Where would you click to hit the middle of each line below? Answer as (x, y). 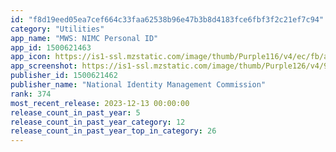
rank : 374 (31, 94)
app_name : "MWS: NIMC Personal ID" (84, 38)
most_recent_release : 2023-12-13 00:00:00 (100, 103)
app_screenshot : (44, 66)
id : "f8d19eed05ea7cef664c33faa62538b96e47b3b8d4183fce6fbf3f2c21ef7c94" (167, 19)
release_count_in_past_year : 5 (75, 112)
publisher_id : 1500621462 (64, 76)
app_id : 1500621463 (51, 47)
